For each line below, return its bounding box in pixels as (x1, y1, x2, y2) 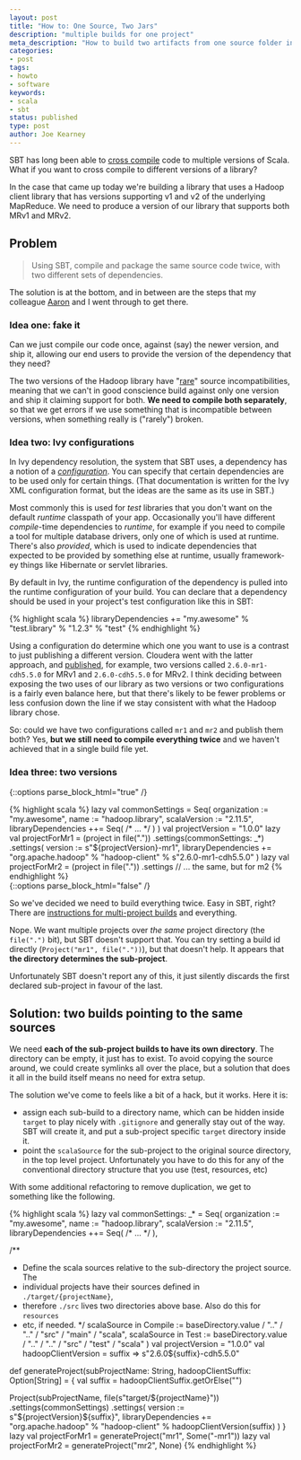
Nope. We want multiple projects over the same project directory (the (9, 924, 266, 935)
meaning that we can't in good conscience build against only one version (9, 385, 279, 396)
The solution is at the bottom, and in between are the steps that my (9, 286, 257, 297)
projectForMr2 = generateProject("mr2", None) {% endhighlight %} (9, 1440, 257, 1451)
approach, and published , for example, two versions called (9, 660, 226, 670)
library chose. (9, 707, 61, 718)
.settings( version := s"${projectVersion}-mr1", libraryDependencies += (9, 842, 272, 852)
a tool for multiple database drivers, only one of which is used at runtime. (9, 531, 279, 542)
